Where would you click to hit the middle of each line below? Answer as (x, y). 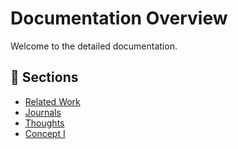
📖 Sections (44, 77)
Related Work (52, 101)
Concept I (45, 133)
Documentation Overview (119, 18)
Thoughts (44, 123)
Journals (43, 112)
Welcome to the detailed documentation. (94, 46)
